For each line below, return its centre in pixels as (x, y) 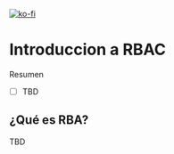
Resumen (27, 74)
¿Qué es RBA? (49, 120)
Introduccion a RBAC (88, 50)
